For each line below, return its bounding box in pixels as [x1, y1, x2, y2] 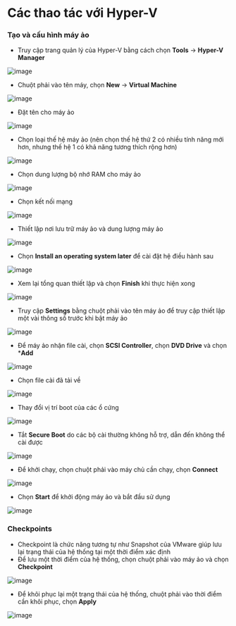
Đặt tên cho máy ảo [17, 108, 75, 117]
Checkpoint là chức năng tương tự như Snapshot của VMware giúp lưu [17, 540, 222, 549]
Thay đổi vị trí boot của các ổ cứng [17, 403, 120, 412]
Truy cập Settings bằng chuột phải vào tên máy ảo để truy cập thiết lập [17, 306, 225, 315]
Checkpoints [7, 524, 53, 534]
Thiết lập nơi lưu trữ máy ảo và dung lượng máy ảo [17, 225, 163, 233]
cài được [17, 438, 44, 446]
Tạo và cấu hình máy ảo [7, 30, 89, 40]
